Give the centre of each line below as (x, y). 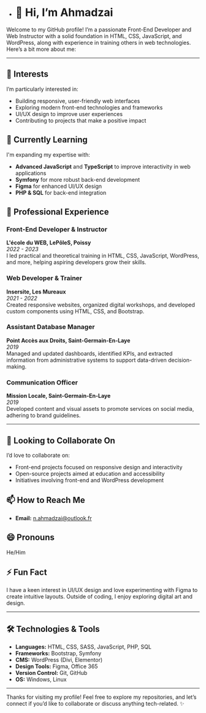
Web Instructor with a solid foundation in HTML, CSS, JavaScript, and (94, 36)
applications (31, 173)
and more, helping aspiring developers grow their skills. (76, 262)
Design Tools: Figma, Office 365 (56, 666)
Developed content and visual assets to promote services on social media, (100, 409)
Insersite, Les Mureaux (36, 292)
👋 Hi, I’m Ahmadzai (64, 13)
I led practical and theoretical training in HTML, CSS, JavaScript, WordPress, (103, 256)
